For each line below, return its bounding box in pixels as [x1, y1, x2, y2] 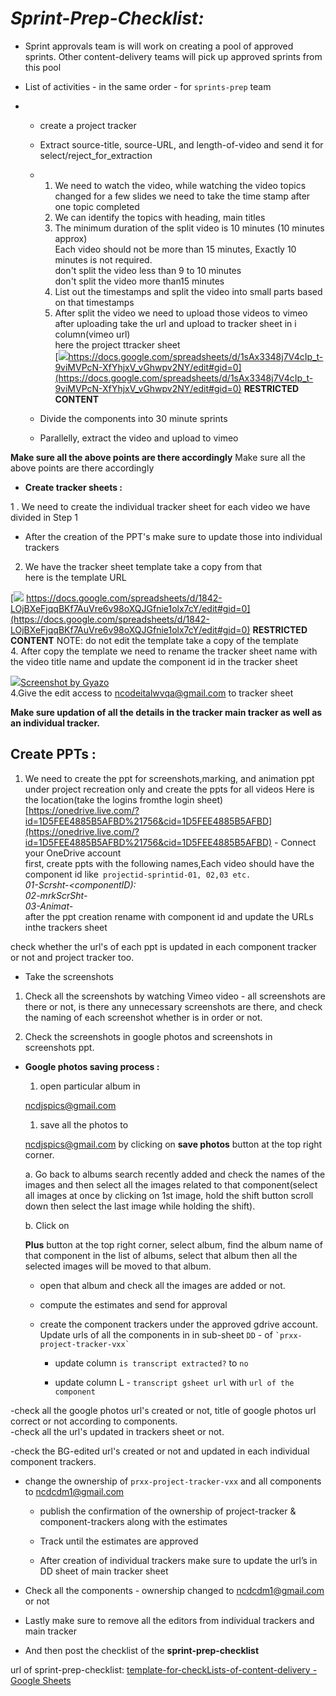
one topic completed [54, 200, 140, 212]
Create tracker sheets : [24, 481, 123, 493]
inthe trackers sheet [24, 921, 108, 933]
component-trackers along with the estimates [39, 1515, 228, 1527]
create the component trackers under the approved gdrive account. [39, 1318, 318, 1330]
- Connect [274, 836, 317, 848]
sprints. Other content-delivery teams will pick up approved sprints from [24, 50, 323, 62]
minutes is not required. [54, 253, 153, 266]
